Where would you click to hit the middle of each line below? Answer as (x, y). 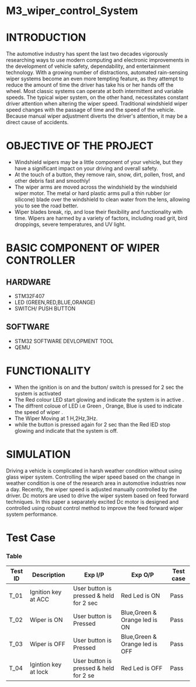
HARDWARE (29, 282)
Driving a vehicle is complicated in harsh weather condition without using (94, 470)
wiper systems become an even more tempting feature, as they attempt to (95, 79)
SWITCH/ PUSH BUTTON (45, 309)
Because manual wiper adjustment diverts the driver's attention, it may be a (97, 116)
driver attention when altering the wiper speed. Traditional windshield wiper (97, 104)
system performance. (32, 514)
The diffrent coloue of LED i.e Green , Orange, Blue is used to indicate (98, 406)
